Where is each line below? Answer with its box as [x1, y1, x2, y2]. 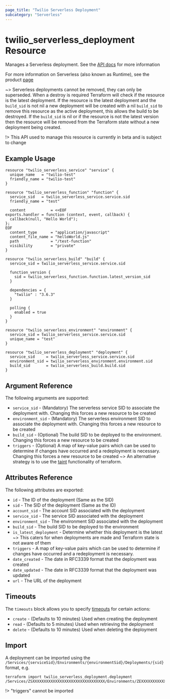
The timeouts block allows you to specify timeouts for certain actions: [5, 606, 151, 612]
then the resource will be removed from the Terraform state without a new [5, 119, 159, 125]
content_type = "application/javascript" [10, 230, 110, 235]
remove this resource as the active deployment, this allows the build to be [5, 108, 159, 114]
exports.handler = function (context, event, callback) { [5, 212, 130, 217]
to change [5, 140, 26, 146]
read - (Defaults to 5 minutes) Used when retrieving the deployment [12, 621, 154, 627]
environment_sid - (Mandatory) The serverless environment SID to [12, 416, 151, 422]
